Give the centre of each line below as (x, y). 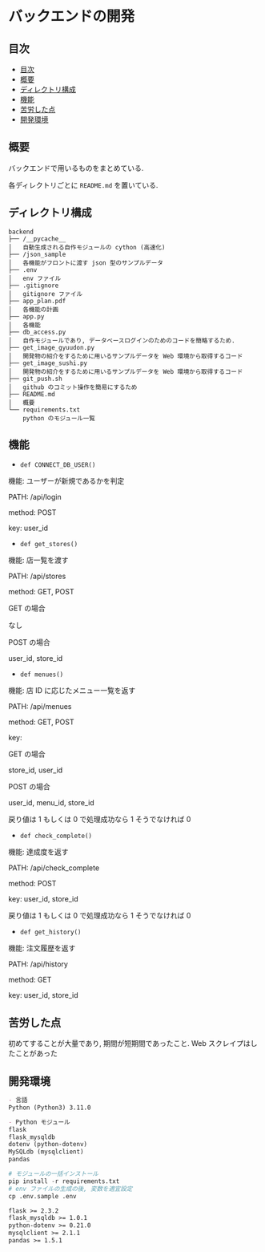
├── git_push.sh (35, 379)
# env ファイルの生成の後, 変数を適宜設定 (70, 1189)
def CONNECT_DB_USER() (58, 465)
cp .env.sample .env (43, 1196)
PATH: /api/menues (40, 707)
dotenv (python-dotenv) (48, 1145)
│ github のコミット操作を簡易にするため (73, 387)
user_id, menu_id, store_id (51, 803)
